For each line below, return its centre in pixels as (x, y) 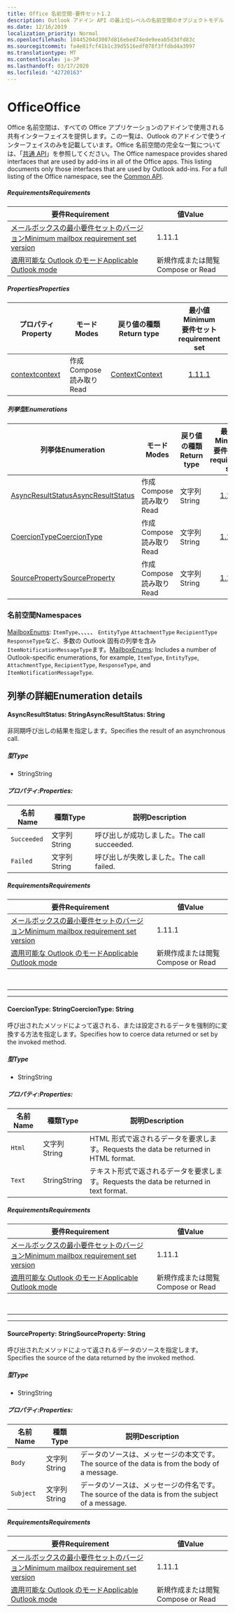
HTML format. (113, 1158)
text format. (109, 1191)
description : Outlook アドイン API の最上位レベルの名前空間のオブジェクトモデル (116, 20)
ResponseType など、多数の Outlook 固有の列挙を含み (82, 641)
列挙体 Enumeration (73, 450)
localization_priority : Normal (53, 33)
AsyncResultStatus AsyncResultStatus (73, 495)
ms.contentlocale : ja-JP (43, 60)
